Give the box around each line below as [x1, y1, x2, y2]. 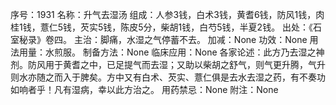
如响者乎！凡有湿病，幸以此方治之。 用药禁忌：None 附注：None [10, 84, 279, 95]
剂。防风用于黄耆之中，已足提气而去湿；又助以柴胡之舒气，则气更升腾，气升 [10, 59, 326, 70]
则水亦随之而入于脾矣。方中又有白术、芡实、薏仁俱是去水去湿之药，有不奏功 [10, 71, 326, 83]
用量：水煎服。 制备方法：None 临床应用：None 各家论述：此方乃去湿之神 [18, 46, 325, 58]
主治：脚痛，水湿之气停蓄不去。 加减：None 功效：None [73, 34, 308, 45]
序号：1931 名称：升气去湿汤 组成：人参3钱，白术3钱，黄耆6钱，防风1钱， [10, 9, 317, 20]
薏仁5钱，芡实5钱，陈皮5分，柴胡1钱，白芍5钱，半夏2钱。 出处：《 [39, 21, 314, 33]
